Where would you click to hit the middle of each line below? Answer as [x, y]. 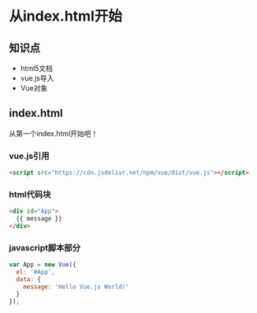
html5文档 [37, 68]
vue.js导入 [37, 78]
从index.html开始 [66, 16]
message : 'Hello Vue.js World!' [76, 287]
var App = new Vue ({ [43, 265]
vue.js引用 [29, 156]
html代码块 [30, 194]
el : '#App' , [36, 272]
